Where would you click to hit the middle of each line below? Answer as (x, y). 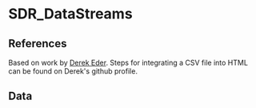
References (38, 44)
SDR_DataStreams (71, 14)
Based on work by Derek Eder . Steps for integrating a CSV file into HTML (128, 62)
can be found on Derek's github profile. (73, 71)
